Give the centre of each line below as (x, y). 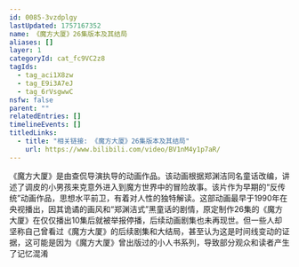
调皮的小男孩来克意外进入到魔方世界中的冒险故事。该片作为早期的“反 (151, 186)
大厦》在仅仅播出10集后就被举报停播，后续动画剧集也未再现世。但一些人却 (146, 220)
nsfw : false (31, 100)
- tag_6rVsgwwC (45, 91)
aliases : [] (31, 42)
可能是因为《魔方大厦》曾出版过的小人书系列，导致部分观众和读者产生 (161, 242)
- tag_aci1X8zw (45, 75)
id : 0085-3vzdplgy (43, 17)
